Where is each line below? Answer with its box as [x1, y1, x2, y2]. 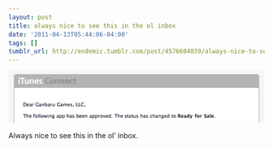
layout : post [8, 13, 53, 21]
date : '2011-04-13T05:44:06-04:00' [8, 30, 129, 38]
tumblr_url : [8, 47, 49, 56]
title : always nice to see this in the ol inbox [8, 21, 176, 30]
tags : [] [8, 39, 38, 47]
